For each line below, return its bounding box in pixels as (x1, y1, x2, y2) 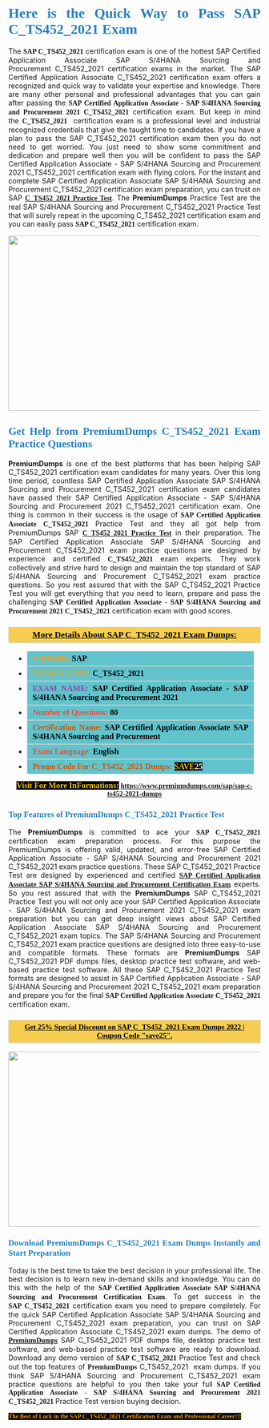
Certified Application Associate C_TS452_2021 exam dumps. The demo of (8, 1326, 261, 1336)
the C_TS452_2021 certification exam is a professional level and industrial (8, 115, 262, 125)
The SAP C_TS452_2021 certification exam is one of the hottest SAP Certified (8, 46, 261, 56)
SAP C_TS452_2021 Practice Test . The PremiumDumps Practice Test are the (8, 193, 261, 203)
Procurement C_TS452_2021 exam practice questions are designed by (8, 545, 261, 555)
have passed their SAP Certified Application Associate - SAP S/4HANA (8, 493, 261, 502)
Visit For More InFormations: (16, 781, 119, 790)
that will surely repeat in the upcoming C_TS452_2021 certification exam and (8, 210, 261, 220)
